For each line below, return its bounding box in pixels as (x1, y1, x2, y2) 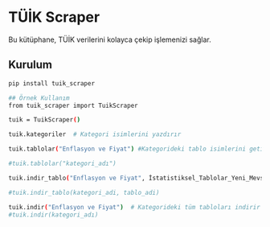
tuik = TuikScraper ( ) (8, 116, 81, 124)
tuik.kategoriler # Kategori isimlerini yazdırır (8, 130, 182, 138)
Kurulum (8, 58, 53, 72)
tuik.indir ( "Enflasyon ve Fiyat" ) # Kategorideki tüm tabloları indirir (8, 203, 261, 211)
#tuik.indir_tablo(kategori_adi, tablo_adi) (8, 188, 160, 196)
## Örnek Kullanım (8, 93, 70, 102)
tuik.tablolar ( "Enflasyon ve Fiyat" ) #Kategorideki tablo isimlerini (8, 145, 247, 153)
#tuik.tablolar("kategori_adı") (8, 159, 117, 167)
